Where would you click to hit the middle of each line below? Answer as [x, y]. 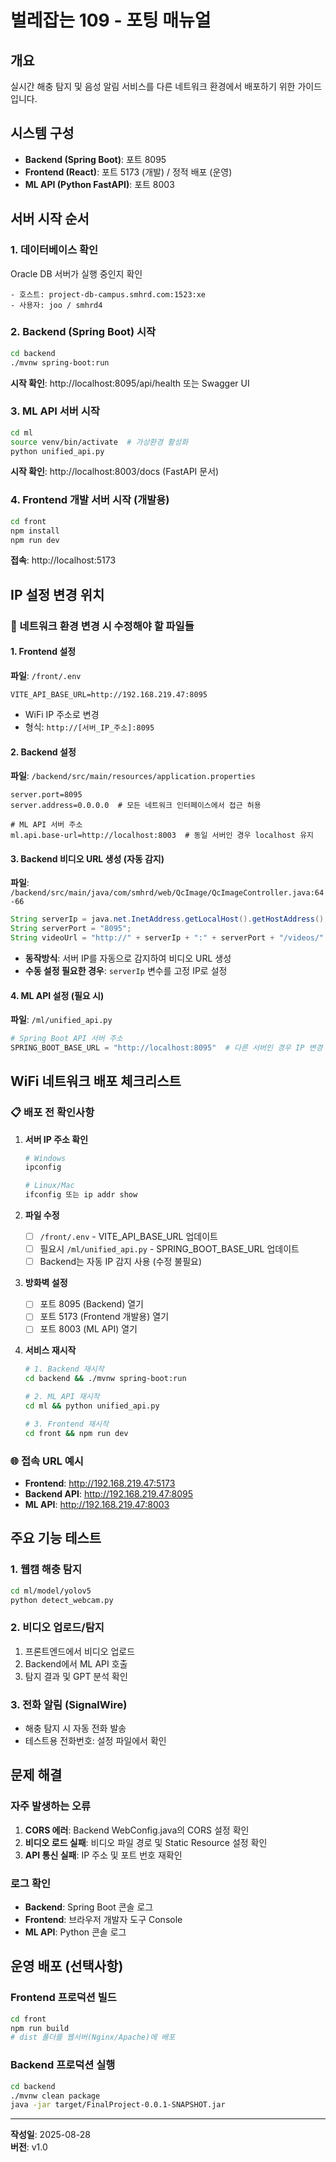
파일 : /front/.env [46, 675]
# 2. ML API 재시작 [62, 1397]
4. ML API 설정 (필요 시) [57, 995]
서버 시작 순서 [50, 219]
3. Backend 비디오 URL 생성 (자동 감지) [87, 858]
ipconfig [43, 1167]
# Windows [45, 1158]
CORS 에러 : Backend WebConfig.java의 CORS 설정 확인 [137, 1830]
